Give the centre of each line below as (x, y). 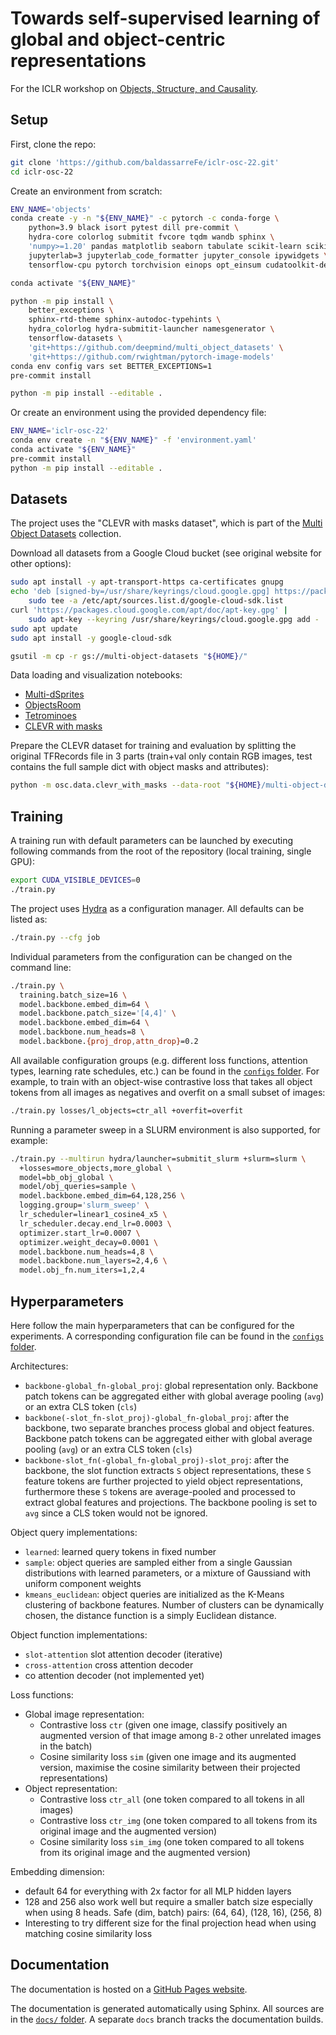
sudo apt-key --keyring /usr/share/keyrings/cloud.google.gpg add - (174, 619)
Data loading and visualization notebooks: (96, 675)
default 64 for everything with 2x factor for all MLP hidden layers (158, 1891)
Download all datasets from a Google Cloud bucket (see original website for (166, 553)
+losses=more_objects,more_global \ (95, 1168)
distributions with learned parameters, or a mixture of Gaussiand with (167, 1573)
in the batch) (66, 1746)
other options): (41, 564)
